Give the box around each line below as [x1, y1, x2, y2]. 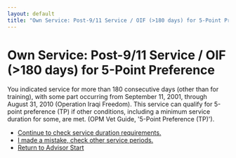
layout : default [7, 10, 55, 18]
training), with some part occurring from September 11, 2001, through [7, 93, 207, 101]
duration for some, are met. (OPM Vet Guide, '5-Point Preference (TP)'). [7, 115, 215, 124]
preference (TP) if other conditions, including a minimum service [23, 107, 211, 116]
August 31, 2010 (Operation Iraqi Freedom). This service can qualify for [7, 100, 213, 109]
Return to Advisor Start [17, 143, 84, 152]
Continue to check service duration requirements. [17, 129, 162, 137]
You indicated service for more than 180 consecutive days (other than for [7, 85, 219, 93]
